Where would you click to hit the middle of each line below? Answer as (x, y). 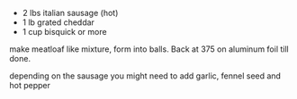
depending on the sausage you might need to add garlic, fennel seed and (145, 76)
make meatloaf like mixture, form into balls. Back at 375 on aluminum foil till (149, 49)
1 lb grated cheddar (58, 22)
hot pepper (30, 85)
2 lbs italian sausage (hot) (70, 13)
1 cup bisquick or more (64, 32)
